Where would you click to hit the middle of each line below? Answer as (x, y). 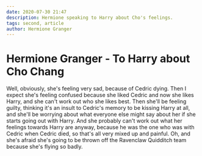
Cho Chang (35, 72)
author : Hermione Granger (39, 29)
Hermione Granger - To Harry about (98, 59)
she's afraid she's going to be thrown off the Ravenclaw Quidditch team (96, 140)
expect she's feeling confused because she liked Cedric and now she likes (100, 95)
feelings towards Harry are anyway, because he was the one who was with (100, 127)
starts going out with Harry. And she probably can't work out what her (94, 121)
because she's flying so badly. (45, 147)
